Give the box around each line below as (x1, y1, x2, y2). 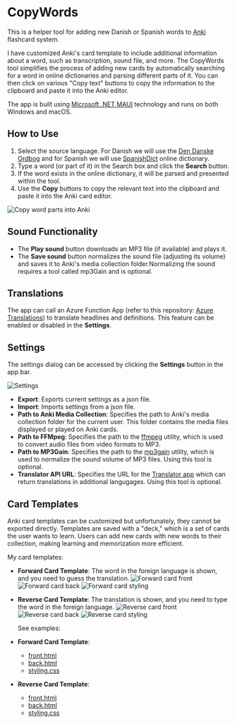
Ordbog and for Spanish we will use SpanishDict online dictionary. (17, 154, 210, 162)
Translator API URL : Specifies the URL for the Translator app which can (17, 470, 226, 478)
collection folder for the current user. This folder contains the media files (17, 418, 229, 426)
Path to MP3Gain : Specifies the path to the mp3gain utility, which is (17, 447, 215, 456)
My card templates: (7, 553, 63, 561)
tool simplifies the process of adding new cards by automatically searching (7, 64, 226, 72)
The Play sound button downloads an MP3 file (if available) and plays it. (17, 244, 227, 253)
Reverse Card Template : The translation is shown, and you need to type (17, 596, 228, 603)
